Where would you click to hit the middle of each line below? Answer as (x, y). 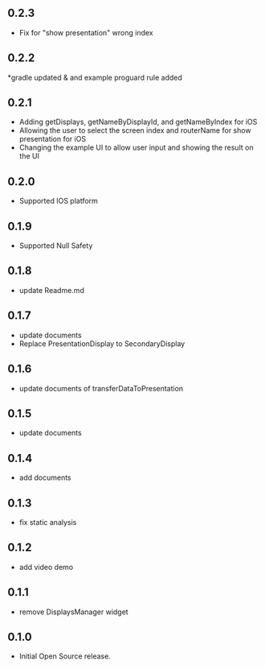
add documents (45, 477)
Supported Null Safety (56, 246)
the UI (29, 156)
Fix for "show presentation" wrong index (86, 32)
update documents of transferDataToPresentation (101, 388)
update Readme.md (52, 290)
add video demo (46, 567)
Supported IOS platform (58, 201)
